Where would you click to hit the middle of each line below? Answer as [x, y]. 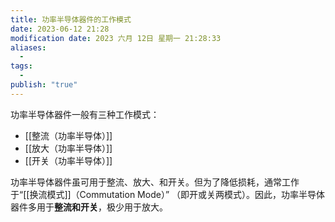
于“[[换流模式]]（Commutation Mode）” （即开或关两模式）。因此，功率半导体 [167, 194]
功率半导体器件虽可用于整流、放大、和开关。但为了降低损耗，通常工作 [155, 182]
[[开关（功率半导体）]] [68, 160]
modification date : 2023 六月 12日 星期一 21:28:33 [116, 38]
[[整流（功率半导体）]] [68, 135]
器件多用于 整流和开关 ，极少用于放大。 [89, 207]
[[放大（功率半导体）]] [68, 148]
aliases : [28, 47]
